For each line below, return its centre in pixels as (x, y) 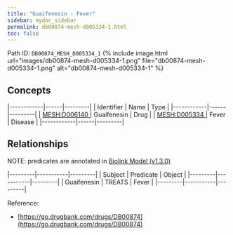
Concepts (29, 90)
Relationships (38, 144)
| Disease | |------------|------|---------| (66, 122)
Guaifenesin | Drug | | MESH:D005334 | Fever (160, 115)
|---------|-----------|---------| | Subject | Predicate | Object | (97, 174)
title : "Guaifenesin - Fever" (52, 14)
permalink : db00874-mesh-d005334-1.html (67, 27)
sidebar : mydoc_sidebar (42, 20)
